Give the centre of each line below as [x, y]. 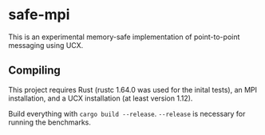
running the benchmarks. [50, 122]
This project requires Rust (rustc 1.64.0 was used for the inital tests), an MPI [133, 89]
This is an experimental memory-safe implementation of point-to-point [124, 37]
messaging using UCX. [46, 45]
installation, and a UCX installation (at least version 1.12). [101, 98]
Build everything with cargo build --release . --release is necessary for [127, 113]
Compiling [35, 71]
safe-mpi [39, 15]
